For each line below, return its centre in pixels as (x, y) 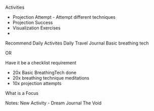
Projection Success (33, 23)
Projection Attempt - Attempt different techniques (64, 17)
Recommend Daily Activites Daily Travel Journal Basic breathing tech (77, 43)
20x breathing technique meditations (51, 78)
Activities (15, 7)
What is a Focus (22, 93)
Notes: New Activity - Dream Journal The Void (54, 103)
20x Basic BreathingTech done (44, 72)
